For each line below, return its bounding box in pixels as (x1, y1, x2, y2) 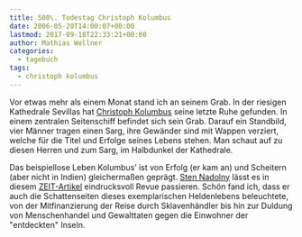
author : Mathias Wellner (9, 38, 103, 48)
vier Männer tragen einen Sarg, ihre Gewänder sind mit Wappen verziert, (9, 125, 279, 136)
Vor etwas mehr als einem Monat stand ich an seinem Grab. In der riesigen (9, 96, 287, 107)
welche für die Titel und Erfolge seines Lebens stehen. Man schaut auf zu (9, 134, 283, 145)
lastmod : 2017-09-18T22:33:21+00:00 (9, 30, 147, 39)
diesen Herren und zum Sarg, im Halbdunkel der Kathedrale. (9, 144, 233, 155)
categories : (9, 47, 54, 56)
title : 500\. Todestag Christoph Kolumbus (9, 13, 171, 23)
